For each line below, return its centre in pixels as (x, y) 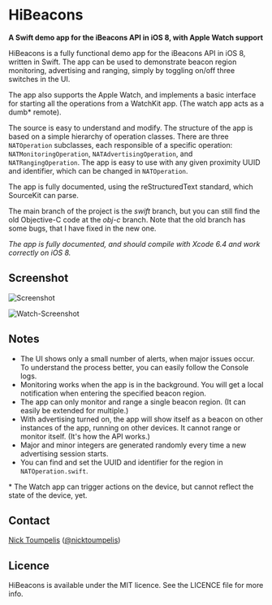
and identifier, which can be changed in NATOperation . (98, 171)
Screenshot (39, 278)
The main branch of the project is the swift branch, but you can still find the (134, 211)
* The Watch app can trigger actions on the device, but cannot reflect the (131, 486)
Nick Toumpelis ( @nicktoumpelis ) (65, 540)
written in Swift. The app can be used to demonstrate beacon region (123, 62)
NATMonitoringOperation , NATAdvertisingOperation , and (101, 153)
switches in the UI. (39, 79)
